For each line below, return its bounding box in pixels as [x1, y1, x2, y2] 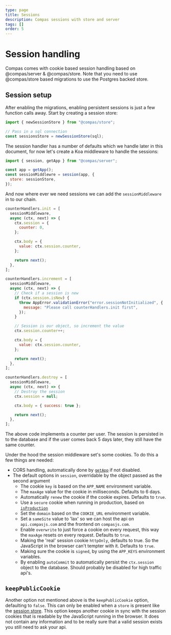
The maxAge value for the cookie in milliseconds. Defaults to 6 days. [20, 489, 161, 495]
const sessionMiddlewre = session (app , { [5, 172, 95, 177]
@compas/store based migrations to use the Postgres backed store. [5, 76, 149, 82]
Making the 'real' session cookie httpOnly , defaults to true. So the [20, 538, 159, 544]
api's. [20, 570, 32, 576]
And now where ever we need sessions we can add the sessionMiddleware [5, 191, 162, 197]
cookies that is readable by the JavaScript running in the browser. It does [5, 613, 159, 619]
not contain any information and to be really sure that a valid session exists [5, 618, 162, 625]
